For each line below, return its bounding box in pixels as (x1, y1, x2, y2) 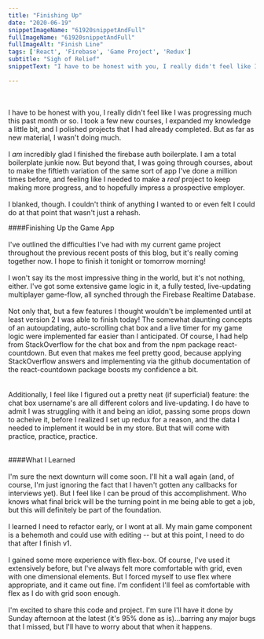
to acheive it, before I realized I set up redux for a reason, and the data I (8, 414, 240, 424)
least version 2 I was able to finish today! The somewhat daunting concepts (8, 315, 253, 324)
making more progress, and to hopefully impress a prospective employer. (8, 182, 245, 192)
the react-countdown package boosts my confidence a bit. (8, 364, 199, 374)
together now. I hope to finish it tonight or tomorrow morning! (8, 256, 206, 265)
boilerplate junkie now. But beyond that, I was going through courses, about (8, 158, 253, 167)
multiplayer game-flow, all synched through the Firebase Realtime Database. (8, 290, 255, 299)
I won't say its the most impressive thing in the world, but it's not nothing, (8, 272, 245, 283)
